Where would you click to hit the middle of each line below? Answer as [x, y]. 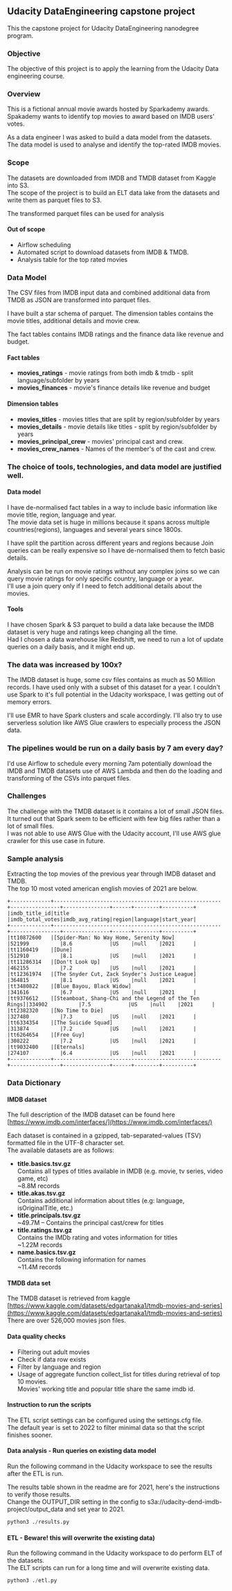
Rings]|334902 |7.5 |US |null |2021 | [111, 1005]
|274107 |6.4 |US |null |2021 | [102, 1053]
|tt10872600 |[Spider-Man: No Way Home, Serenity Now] [91, 938]
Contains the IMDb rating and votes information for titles [97, 1238]
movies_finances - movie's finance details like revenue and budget [114, 388]
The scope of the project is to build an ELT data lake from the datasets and [114, 192]
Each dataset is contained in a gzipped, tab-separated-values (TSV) [104, 1135]
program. [20, 35]
